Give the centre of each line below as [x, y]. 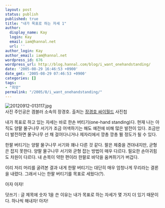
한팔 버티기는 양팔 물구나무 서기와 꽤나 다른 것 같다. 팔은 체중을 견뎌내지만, [77, 145]
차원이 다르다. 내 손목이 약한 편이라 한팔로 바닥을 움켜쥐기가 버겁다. [74, 157]
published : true [22, 19]
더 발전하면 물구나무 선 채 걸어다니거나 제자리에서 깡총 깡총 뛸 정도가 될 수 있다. [81, 134]
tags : [11, 83]
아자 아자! [14, 184]
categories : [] [21, 78]
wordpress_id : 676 [24, 60]
